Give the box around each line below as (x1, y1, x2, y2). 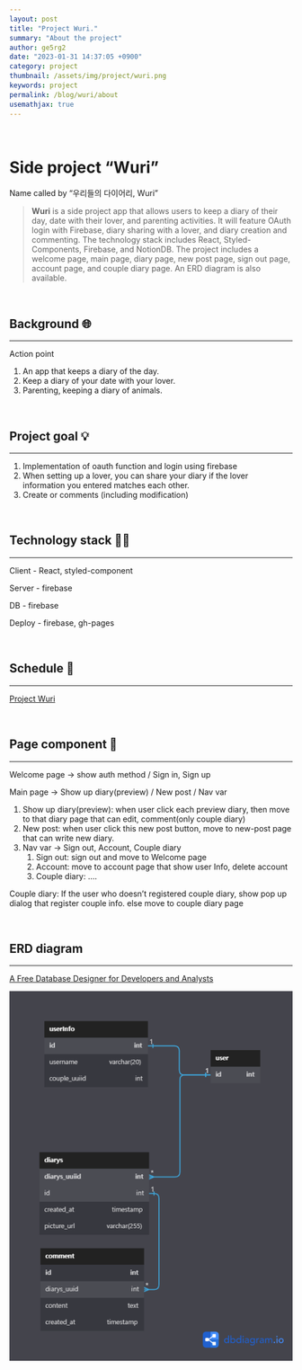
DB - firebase (9, 600, 59, 610)
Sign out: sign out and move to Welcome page (35, 851, 207, 862)
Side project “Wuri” (9, 157, 159, 177)
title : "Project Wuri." (9, 23, 99, 33)
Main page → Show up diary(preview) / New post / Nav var (9, 787, 227, 797)
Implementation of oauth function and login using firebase (22, 461, 238, 472)
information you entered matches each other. (22, 480, 191, 491)
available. (31, 272, 67, 283)
